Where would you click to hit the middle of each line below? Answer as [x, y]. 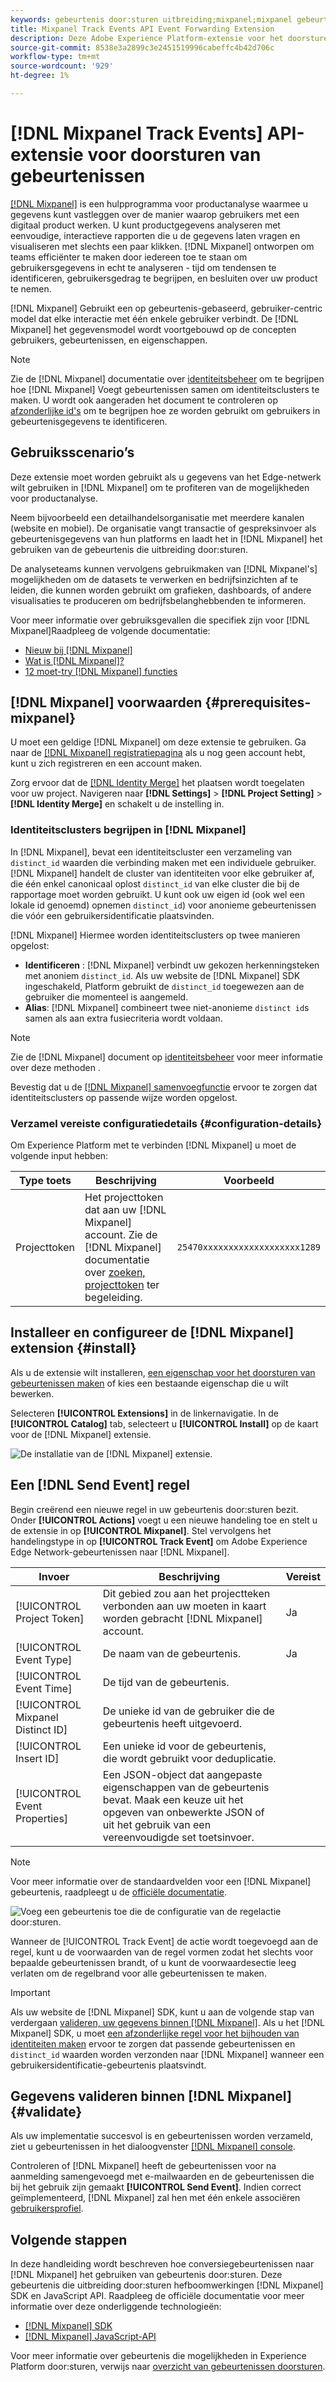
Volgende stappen [69, 2239]
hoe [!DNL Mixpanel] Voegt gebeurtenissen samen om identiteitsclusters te [165, 389]
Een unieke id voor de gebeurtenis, [184, 1746]
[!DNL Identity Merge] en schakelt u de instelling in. [117, 804]
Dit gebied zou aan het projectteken [186, 1593]
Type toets [45, 1181]
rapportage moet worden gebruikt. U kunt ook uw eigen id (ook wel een [158, 894]
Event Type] [44, 1659]
